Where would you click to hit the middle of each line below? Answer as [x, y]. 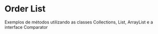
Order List [25, 9]
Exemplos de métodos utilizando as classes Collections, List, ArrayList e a [79, 22]
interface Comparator [26, 27]
